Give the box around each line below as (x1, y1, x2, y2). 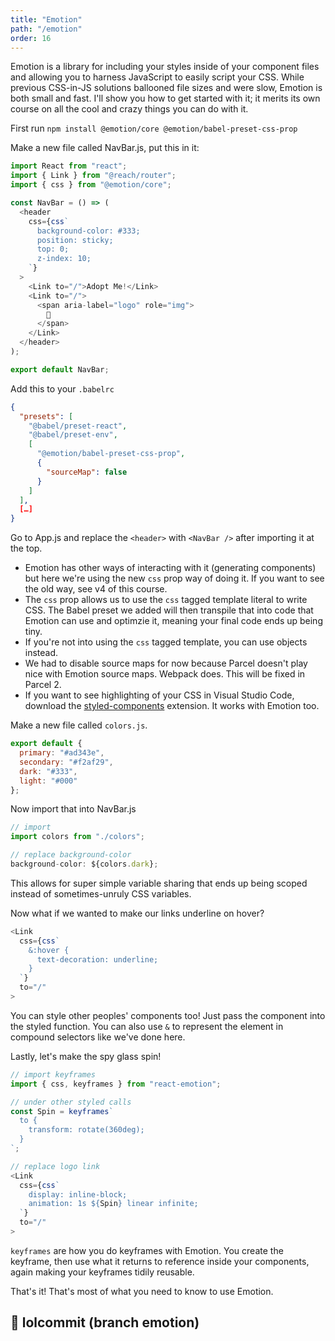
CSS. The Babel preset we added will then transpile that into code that (24, 604, 314, 616)
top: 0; (36, 244, 70, 255)
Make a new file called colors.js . (10, 719, 148, 731)
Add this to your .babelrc (10, 382, 115, 395)
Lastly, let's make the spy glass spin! (10, 1050, 162, 1062)
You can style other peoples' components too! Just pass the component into (10, 1009, 326, 1021)
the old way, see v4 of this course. (24, 583, 168, 595)
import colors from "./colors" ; (10, 832, 145, 842)
